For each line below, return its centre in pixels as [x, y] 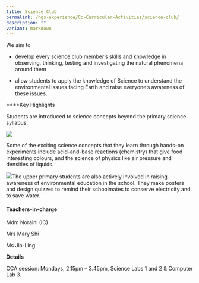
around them [30, 70]
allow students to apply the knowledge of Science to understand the [98, 81]
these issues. [31, 93]
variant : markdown [29, 28]
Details [15, 257]
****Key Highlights [31, 105]
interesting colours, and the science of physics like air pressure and [89, 158]
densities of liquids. [30, 165]
